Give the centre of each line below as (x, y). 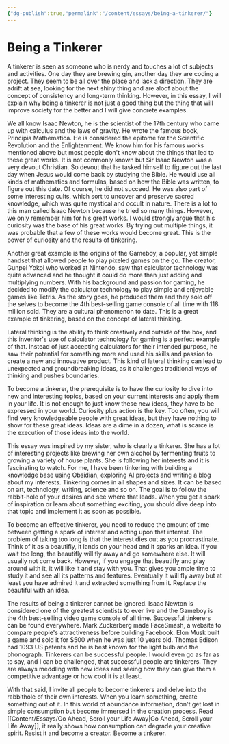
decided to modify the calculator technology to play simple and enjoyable (110, 289)
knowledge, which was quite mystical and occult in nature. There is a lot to (112, 203)
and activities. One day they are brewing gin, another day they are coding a (113, 73)
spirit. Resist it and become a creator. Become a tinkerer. (86, 733)
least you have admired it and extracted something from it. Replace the (107, 582)
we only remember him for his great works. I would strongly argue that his (111, 218)
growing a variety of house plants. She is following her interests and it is (108, 460)
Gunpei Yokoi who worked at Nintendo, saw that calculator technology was (113, 267)
